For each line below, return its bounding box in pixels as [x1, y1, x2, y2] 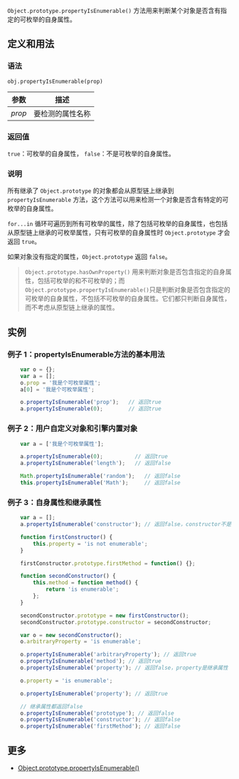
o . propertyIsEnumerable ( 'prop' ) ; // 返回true [20, 399, 162, 406]
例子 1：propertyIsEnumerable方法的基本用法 [7, 349, 165, 359]
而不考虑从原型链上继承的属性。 [24, 303, 119, 312]
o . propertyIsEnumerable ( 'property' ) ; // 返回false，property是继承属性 [20, 664, 229, 672]
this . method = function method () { [33, 579, 139, 586]
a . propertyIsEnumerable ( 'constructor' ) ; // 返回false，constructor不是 [20, 521, 232, 528]
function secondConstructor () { [20, 573, 116, 580]
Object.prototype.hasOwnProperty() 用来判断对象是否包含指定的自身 [24, 268, 225, 276]
